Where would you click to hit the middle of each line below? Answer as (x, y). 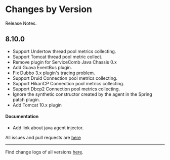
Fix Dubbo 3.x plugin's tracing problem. (54, 73)
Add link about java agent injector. (48, 128)
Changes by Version (49, 9)
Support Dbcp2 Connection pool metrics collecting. (66, 89)
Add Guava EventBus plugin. (42, 67)
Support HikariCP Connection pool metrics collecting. (68, 83)
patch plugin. (26, 99)
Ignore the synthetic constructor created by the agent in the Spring (82, 94)
